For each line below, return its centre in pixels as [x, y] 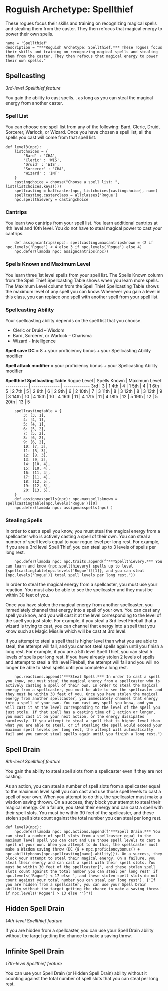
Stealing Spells [24, 520]
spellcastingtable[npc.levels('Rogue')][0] [51, 503]
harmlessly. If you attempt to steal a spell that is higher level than [83, 721]
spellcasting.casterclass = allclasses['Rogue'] [66, 195]
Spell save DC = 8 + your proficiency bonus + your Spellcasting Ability [78, 350]
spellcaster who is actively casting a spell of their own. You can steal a [78, 537]
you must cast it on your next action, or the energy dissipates [75, 717]
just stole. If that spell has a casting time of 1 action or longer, [80, 712]
